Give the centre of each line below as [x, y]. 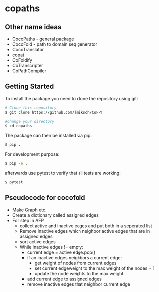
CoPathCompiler [29, 71]
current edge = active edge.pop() [61, 252]
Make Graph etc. [29, 210]
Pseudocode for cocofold [45, 198]
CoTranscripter [28, 66]
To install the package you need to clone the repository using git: [72, 98]
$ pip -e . [16, 163]
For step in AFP [28, 220]
